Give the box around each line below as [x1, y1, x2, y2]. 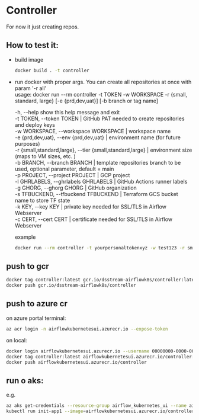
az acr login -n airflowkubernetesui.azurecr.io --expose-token [6, 326, 168, 332]
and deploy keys [14, 121, 55, 128]
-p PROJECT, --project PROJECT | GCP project [14, 171, 130, 178]
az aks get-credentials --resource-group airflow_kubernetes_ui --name [6, 403, 187, 409]
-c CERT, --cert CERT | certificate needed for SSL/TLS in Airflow [14, 216, 173, 223]
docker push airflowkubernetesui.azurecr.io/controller [6, 359, 147, 365]
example [14, 233, 36, 241]
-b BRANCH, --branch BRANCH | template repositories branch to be [14, 159, 181, 166]
